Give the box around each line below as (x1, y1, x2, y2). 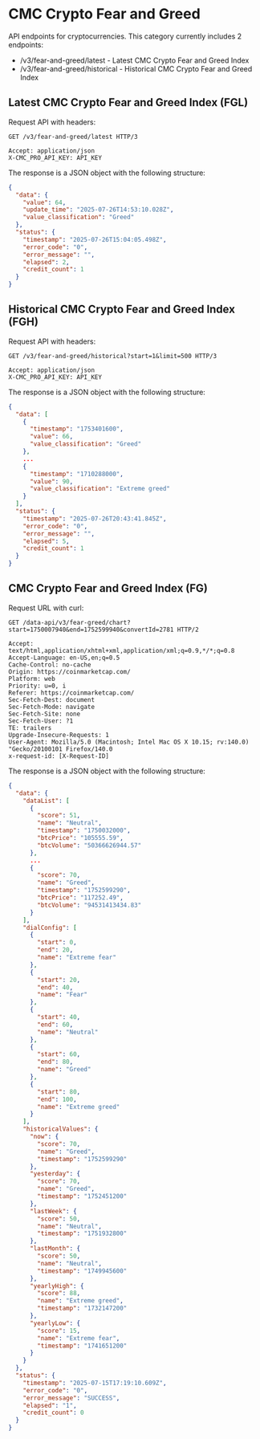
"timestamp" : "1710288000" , (29, 470, 124, 478)
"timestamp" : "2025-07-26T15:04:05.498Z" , (22, 235, 167, 243)
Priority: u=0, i (8, 682, 67, 690)
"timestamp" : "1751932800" (37, 1229, 128, 1237)
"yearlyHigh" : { (29, 1282, 84, 1290)
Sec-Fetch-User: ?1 (8, 716, 74, 725)
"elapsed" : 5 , (22, 537, 70, 545)
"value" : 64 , (22, 198, 67, 206)
